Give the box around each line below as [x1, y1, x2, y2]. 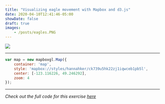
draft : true [5, 21, 29, 26]
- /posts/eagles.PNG [14, 30, 56, 35]
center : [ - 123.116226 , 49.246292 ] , [14, 71, 87, 76]
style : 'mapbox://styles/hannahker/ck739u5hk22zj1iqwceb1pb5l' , [14, 66, 148, 71]
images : [5, 26, 21, 30]
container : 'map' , [14, 62, 52, 67]
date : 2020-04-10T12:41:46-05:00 [5, 12, 74, 17]
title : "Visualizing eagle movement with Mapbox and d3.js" [5, 7, 131, 12]
